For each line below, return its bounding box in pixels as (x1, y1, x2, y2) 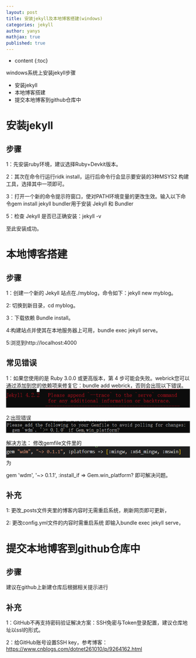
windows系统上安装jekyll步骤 (6, 69, 76, 76)
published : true (6, 40, 45, 46)
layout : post (6, 9, 38, 15)
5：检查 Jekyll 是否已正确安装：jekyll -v (6, 213, 101, 220)
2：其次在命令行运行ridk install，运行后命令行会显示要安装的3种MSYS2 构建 (6, 173, 190, 180)
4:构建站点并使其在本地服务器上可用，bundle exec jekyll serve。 (6, 327, 162, 334)
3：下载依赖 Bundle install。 (6, 314, 74, 321)
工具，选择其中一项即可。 (6, 180, 68, 187)
